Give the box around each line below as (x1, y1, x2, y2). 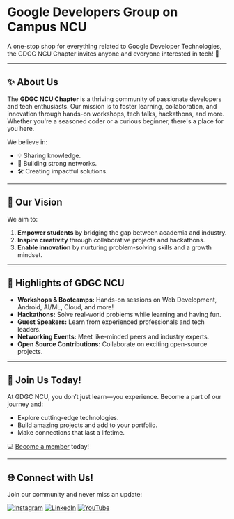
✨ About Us (7, 76, 58, 88)
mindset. (17, 250, 43, 258)
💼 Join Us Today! (7, 374, 81, 386)
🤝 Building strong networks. (17, 159, 97, 167)
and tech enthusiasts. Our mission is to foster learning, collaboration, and (7, 102, 217, 110)
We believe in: (7, 137, 47, 146)
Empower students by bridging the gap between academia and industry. (17, 228, 227, 237)
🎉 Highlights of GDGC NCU (7, 277, 125, 289)
